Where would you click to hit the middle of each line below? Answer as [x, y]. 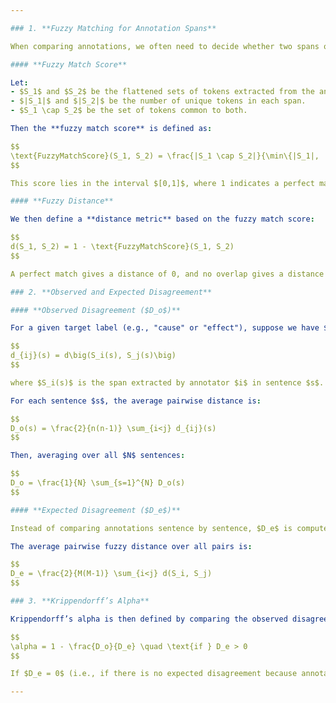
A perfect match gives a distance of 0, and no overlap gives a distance [167, 274]
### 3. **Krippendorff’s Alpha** [80, 601]
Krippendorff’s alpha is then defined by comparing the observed [149, 619]
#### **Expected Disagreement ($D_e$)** [96, 510]
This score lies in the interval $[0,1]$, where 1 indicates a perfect [162, 183]
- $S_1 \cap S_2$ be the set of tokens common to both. [129, 111]
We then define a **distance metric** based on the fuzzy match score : [162, 219]
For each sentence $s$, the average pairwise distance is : [136, 401]
